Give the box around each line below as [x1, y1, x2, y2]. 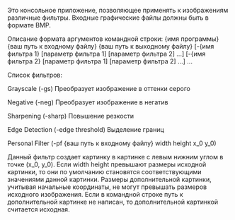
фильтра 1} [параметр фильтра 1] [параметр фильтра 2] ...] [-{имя [7, 49, 206, 58]
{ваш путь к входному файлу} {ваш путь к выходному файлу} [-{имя [7, 42, 214, 50]
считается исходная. [7, 205, 70, 214]
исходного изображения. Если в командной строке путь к [7, 190, 183, 198]
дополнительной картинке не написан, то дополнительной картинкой [7, 197, 218, 206]
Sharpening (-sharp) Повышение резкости [7, 112, 134, 120]
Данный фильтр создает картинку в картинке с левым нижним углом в [7, 153, 224, 161]
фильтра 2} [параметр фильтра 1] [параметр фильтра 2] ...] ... [7, 57, 193, 66]
